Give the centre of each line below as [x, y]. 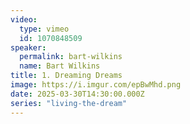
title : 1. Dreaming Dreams [66, 76]
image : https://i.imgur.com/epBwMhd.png [96, 85]
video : [24, 19]
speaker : [28, 47]
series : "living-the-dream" [69, 103]
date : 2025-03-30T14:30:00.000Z [77, 94]
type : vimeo [44, 29]
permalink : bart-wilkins [71, 57]
